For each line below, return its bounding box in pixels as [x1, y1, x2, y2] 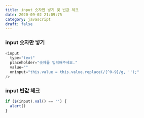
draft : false [5, 21, 33, 27]
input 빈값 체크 [5, 87, 41, 94]
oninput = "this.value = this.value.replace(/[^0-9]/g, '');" [10, 70, 139, 75]
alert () [10, 103, 26, 108]
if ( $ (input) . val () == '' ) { [5, 99, 67, 104]
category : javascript [5, 17, 51, 22]
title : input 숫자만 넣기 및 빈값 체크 [5, 7, 79, 13]
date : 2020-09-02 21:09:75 [5, 12, 62, 17]
